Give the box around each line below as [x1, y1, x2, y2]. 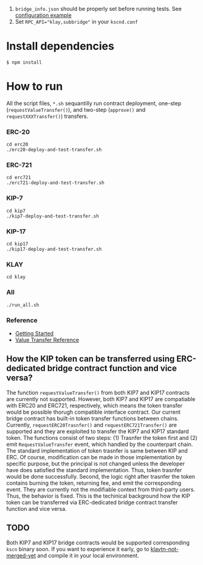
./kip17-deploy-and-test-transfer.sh [6, 246, 102, 253]
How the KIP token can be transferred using [6, 354, 175, 364]
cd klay [6, 274, 26, 280]
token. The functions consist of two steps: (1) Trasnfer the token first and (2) [6, 434, 198, 441]
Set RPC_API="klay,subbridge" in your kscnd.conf [15, 18, 138, 25]
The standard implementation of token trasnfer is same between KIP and [6, 447, 188, 454]
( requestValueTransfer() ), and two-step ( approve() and [6, 106, 146, 113]
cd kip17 [6, 241, 29, 247]
